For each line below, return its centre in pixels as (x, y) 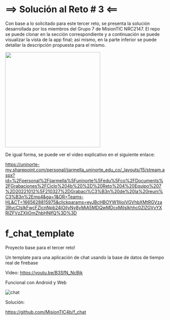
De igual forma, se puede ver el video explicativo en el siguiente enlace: (80, 154)
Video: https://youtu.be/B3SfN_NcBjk (44, 272)
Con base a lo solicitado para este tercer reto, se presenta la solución (78, 23)
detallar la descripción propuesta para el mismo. (56, 45)
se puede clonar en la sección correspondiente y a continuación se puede (82, 34)
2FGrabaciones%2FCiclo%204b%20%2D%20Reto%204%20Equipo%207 (83, 186)
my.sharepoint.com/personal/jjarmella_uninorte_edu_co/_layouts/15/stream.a (85, 170)
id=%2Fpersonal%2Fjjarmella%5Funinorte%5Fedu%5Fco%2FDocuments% (84, 180)
